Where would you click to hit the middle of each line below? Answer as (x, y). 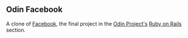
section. (16, 30)
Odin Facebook (34, 10)
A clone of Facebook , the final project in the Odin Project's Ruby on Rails (94, 23)
